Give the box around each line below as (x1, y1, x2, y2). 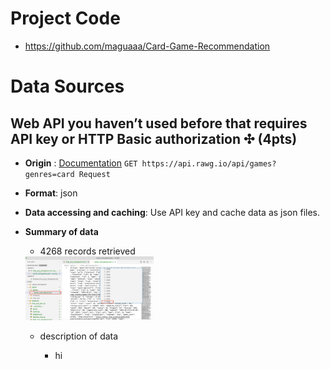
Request (78, 169, 111, 179)
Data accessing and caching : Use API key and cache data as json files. (24, 206, 321, 218)
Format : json (24, 187, 78, 199)
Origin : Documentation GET (24, 157, 138, 169)
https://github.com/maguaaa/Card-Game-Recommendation (24, 40, 271, 52)
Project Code (10, 7, 121, 30)
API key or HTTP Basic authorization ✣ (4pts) (10, 130, 298, 147)
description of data (39, 330, 119, 342)
